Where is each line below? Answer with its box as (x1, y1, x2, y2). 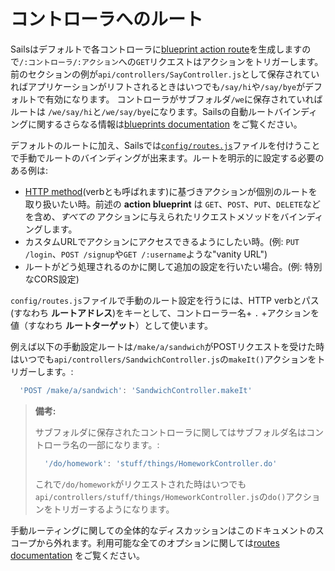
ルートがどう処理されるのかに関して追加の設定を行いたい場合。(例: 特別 (24, 260, 323, 272)
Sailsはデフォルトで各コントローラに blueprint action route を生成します (10, 43, 303, 55)
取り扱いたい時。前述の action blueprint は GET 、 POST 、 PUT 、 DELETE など (24, 198, 321, 210)
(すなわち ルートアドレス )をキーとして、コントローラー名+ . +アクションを (10, 306, 320, 319)
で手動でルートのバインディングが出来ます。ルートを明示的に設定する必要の (10, 151, 325, 164)
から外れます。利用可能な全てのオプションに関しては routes (36, 536, 280, 549)
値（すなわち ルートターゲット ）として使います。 (10, 319, 214, 331)
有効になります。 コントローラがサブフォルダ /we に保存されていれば (44, 93, 323, 105)
